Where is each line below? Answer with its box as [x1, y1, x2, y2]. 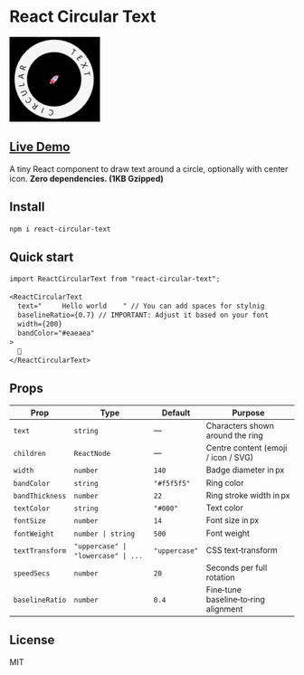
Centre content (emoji [205, 442, 288, 453]
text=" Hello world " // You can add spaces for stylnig [17, 301, 265, 311]
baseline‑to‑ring [205, 594, 265, 605]
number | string [73, 529, 136, 538]
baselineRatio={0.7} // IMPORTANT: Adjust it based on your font [17, 310, 270, 320]
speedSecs [13, 568, 51, 578]
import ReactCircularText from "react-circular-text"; [9, 274, 221, 284]
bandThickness [13, 491, 67, 500]
